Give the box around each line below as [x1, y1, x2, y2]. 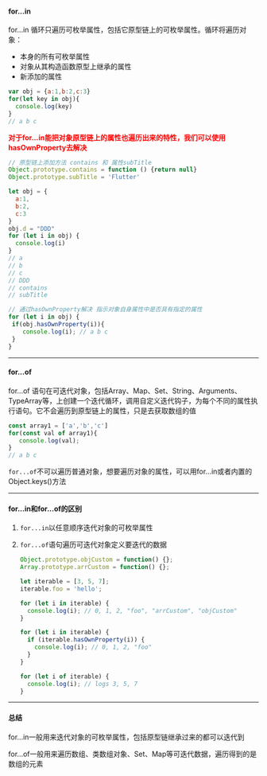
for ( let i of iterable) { [19, 673, 110, 680]
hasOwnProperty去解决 [8, 142, 87, 152]
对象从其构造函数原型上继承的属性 [19, 62, 132, 72]
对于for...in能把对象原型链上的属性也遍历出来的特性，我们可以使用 [8, 132, 226, 142]
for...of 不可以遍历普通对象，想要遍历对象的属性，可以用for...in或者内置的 [8, 466, 253, 477]
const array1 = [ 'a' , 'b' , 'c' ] [8, 422, 109, 430]
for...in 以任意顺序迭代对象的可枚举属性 [19, 523, 153, 532]
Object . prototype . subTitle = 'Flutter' [8, 174, 141, 181]
